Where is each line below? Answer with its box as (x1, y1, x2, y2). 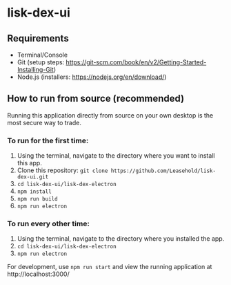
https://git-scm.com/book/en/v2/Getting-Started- (66, 58, 207, 66)
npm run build (17, 196, 58, 203)
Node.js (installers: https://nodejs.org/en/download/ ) (17, 73, 167, 81)
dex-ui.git (17, 174, 49, 181)
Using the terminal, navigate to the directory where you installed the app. (17, 235, 225, 243)
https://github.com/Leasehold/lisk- (110, 167, 216, 174)
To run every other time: (7, 219, 90, 229)
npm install (17, 188, 52, 195)
